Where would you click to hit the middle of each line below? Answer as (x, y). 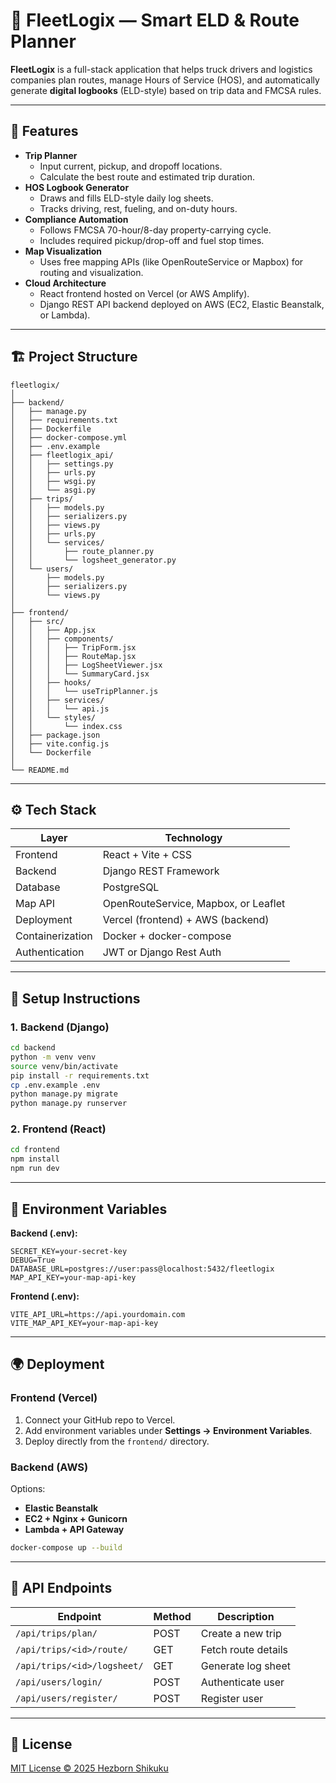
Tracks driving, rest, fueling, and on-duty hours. (138, 208)
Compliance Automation (76, 219)
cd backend (33, 1048)
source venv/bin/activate (64, 1066)
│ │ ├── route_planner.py (82, 551)
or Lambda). (65, 315)
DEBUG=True (33, 1260)
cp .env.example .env (55, 1085)
